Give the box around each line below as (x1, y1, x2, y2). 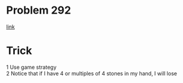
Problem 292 (6, 4, 72, 17)
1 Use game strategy (6, 63, 57, 71)
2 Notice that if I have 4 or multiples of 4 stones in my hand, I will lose (6, 69, 178, 77)
